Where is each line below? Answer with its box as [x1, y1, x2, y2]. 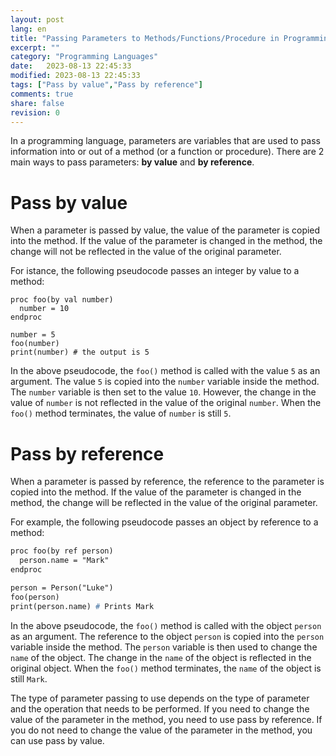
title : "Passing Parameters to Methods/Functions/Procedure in [10, 33, 280, 43]
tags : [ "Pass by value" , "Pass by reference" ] [10, 80, 203, 90]
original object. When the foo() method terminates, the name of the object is [10, 662, 322, 674]
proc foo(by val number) [10, 295, 114, 305]
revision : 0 [10, 107, 60, 118]
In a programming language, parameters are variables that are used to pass [10, 135, 321, 147]
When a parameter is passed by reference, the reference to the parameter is [10, 476, 325, 488]
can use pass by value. [10, 734, 105, 746]
